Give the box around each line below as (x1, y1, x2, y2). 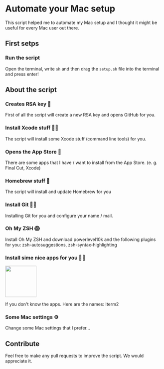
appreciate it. (5, 358, 32, 364)
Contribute (5, 339, 40, 348)
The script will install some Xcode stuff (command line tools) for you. (5, 135, 147, 141)
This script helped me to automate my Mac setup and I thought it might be (5, 19, 158, 25)
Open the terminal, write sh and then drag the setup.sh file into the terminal (5, 65, 160, 71)
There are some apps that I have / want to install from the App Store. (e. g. (5, 159, 158, 165)
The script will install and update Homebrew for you (5, 188, 111, 195)
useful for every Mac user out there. (5, 24, 79, 30)
